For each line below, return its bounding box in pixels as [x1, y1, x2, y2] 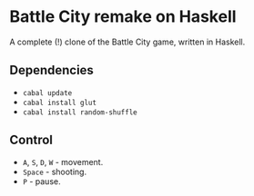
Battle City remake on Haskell [9, 6, 237, 27]
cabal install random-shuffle [22, 107, 138, 117]
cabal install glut [22, 98, 97, 107]
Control [9, 132, 53, 148]
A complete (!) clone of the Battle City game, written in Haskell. [9, 36, 246, 47]
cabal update [22, 88, 73, 97]
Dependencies [9, 63, 94, 78]
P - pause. [22, 175, 61, 187]
